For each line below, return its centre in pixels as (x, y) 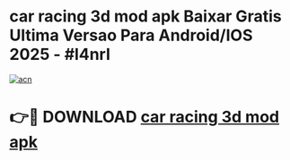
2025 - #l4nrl (60, 55)
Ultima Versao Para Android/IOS (131, 35)
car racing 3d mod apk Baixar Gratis (145, 17)
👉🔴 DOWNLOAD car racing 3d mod (145, 117)
